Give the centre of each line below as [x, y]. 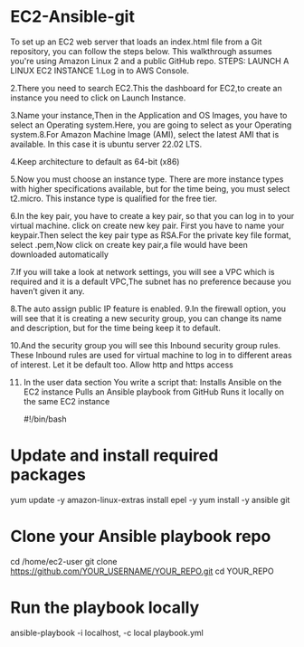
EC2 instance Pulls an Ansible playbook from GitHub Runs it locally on [153, 392]
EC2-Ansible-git [72, 17]
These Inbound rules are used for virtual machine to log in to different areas [151, 355]
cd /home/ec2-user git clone [64, 561]
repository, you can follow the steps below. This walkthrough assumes [141, 51]
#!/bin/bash [45, 419]
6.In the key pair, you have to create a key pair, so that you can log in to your [152, 215]
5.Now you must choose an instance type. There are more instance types [147, 179]
